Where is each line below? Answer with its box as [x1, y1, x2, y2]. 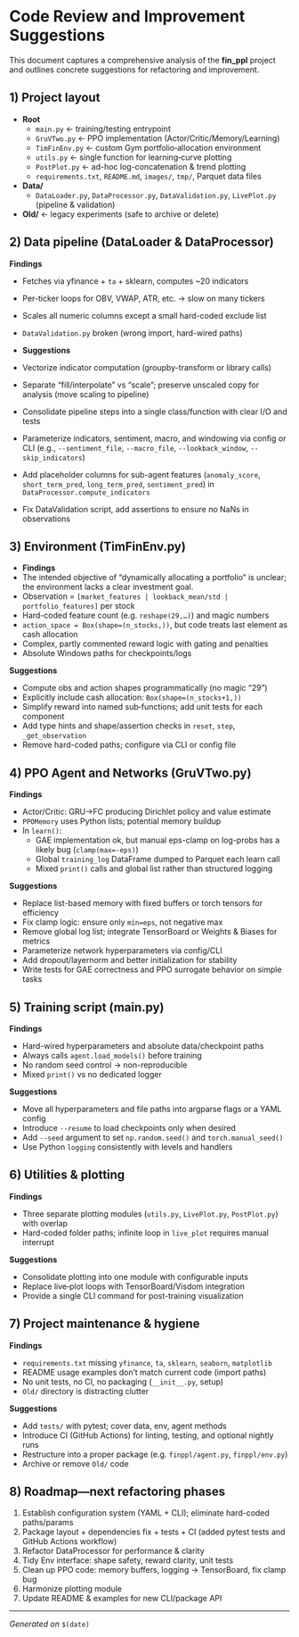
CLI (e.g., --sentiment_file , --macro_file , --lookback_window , [21, 442, 249, 453]
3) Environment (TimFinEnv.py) [9, 538, 187, 554]
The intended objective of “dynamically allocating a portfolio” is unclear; [21, 572, 287, 583]
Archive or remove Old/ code [21, 1458, 129, 1469]
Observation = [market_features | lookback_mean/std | [21, 591, 229, 602]
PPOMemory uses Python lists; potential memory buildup [21, 816, 222, 827]
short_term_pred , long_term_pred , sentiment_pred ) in [21, 478, 215, 489]
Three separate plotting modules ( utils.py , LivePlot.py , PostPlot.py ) [21, 1208, 279, 1219]
